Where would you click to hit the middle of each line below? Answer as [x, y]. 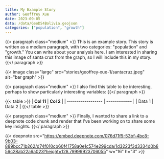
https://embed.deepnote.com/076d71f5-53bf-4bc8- [97, 136]
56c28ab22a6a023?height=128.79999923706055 [56, 152]
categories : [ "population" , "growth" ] [45, 28]
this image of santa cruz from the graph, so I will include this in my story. [78, 57]
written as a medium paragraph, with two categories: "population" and [76, 47]
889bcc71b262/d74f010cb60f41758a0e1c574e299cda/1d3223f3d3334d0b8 [82, 146]
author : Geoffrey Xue [27, 14]
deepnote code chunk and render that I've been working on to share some [80, 121]
